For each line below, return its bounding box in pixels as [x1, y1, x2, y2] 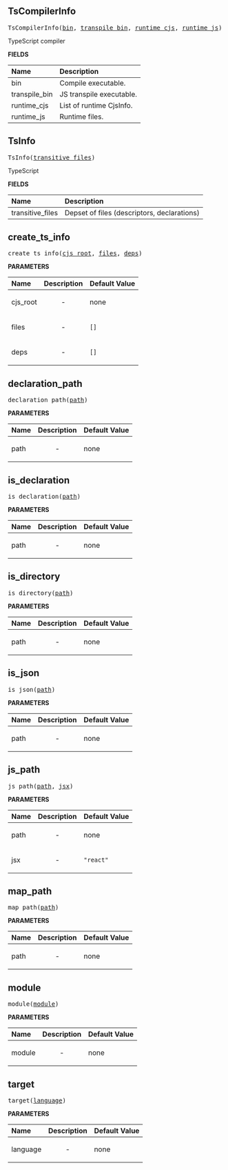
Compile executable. [59, 78, 126, 88]
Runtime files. [59, 112, 104, 121]
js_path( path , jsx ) [8, 782, 74, 790]
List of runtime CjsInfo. [59, 100, 133, 110]
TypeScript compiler [8, 37, 66, 45]
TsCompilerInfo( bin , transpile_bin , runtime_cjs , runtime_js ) [8, 23, 222, 32]
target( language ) [8, 1096, 66, 1104]
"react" [83, 855, 109, 864]
